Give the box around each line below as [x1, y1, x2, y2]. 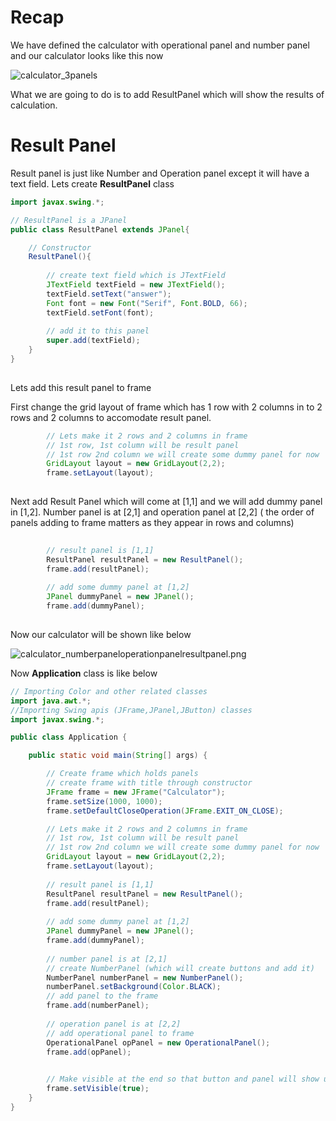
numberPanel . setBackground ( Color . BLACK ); [46, 982, 222, 992]
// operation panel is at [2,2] [46, 1019, 182, 1029]
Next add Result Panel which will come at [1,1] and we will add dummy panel [10, 496, 323, 507]
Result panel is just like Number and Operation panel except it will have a [10, 167, 310, 179]
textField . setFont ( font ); [46, 307, 155, 318]
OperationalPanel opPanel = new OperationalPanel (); [46, 1037, 271, 1048]
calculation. [10, 99, 58, 111]
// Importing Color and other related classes [10, 686, 208, 696]
